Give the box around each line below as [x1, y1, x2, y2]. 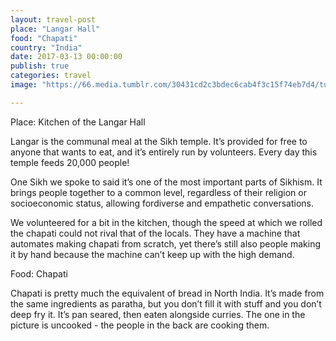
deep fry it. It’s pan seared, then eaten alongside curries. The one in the [10, 308, 306, 320]
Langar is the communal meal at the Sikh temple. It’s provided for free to [10, 135, 308, 147]
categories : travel [10, 71, 92, 81]
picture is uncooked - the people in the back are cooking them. [10, 319, 270, 331]
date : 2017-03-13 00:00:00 [10, 52, 123, 62]
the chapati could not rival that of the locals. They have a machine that [10, 227, 301, 239]
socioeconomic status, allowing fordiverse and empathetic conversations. [10, 197, 314, 209]
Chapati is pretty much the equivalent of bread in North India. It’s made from [10, 287, 325, 299]
